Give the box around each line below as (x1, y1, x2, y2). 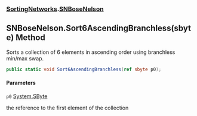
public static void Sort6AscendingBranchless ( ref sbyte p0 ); (6, 66, 162, 72)
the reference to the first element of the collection (6, 104, 129, 111)
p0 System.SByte (6, 92, 48, 100)
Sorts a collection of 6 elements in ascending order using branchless (6, 48, 176, 56)
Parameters (6, 80, 36, 87)
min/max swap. (6, 54, 44, 62)
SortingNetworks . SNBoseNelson (6, 5, 104, 13)
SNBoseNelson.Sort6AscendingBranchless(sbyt (6, 23, 191, 33)
